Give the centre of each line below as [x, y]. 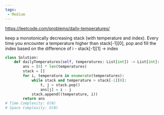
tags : [11, 10]
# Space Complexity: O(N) [32, 108]
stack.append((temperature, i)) [65, 94]
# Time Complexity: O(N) [31, 103]
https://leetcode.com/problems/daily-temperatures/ [57, 28]
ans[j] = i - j [56, 89]
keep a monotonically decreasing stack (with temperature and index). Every [82, 38]
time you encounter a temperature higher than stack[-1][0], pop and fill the [81, 43]
